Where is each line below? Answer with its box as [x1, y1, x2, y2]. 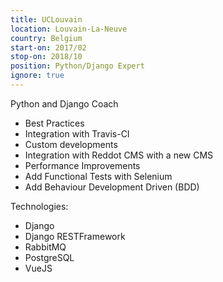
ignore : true [10, 71, 65, 81]
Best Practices [24, 117, 85, 129]
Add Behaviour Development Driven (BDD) [24, 181, 200, 193]
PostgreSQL [24, 251, 75, 263]
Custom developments [24, 138, 118, 150]
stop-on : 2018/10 [10, 52, 83, 62]
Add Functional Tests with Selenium [24, 170, 173, 182]
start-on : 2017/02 [10, 42, 87, 53]
